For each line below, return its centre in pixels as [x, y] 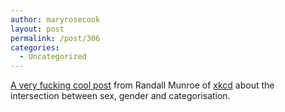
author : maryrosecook [55, 19]
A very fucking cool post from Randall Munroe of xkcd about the [142, 85]
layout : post [37, 29]
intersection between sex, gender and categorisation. [120, 96]
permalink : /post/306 [55, 38]
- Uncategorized [53, 57]
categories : [35, 47]
